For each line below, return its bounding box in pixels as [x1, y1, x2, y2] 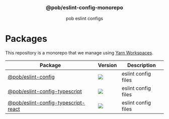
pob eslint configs [66, 16, 103, 22]
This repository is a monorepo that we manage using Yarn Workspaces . [5, 50, 153, 56]
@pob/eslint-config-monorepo [46, 4, 123, 11]
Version [98, 62, 117, 69]
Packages [5, 33, 48, 44]
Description [127, 62, 156, 69]
